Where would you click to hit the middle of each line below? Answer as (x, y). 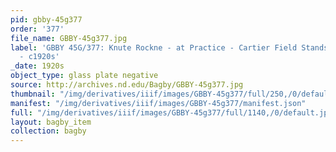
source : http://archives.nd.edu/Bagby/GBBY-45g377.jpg (127, 85)
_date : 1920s (37, 66)
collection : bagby (48, 131)
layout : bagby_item (51, 122)
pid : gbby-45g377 (46, 19)
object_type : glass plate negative (84, 76)
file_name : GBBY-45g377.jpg (69, 38)
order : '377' (37, 29)
